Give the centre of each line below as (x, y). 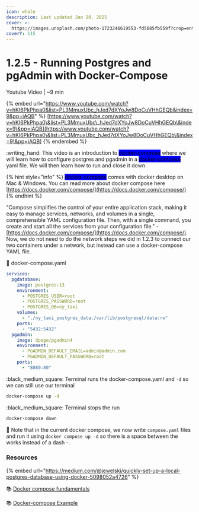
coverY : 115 (21, 34)
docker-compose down (32, 418)
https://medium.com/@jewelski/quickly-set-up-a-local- (113, 470)
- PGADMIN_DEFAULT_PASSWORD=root (63, 357)
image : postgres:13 (41, 285)
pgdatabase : (26, 279)
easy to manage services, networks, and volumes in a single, (81, 214)
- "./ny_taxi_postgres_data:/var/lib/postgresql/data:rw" (95, 318)
